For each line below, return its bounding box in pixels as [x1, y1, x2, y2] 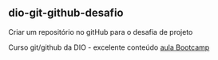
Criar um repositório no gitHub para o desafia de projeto [8, 27, 193, 36]
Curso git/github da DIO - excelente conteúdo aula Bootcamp [8, 43, 210, 52]
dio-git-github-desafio [8, 6, 124, 20]
